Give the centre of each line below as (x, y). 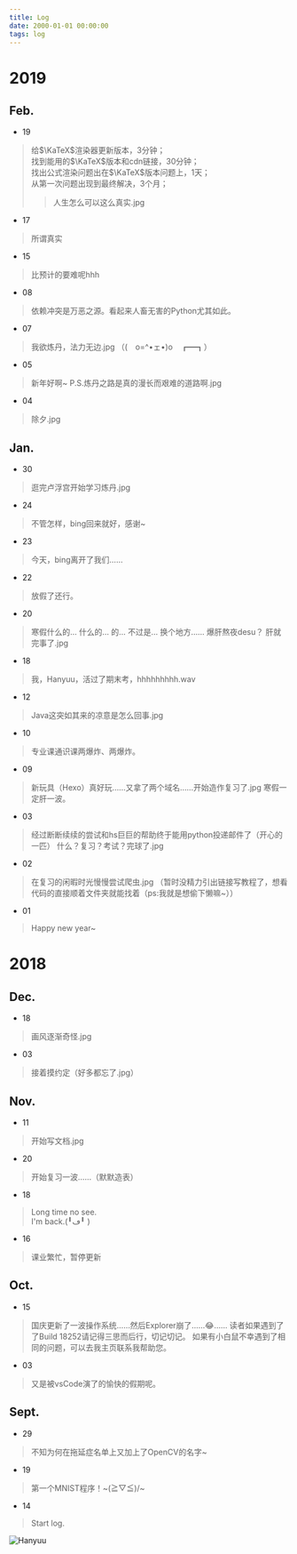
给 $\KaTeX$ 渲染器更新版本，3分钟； (98, 150)
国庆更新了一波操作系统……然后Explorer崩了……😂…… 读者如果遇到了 (157, 1325)
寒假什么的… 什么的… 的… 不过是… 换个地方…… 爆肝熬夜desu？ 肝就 (156, 632)
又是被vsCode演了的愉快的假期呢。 (96, 1383)
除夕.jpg (46, 420)
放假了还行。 (54, 596)
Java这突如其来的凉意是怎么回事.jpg (97, 716)
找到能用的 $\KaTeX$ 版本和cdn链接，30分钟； (115, 162)
